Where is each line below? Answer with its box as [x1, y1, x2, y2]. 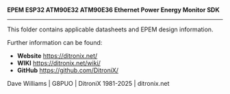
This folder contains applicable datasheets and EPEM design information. [7, 25, 214, 33]
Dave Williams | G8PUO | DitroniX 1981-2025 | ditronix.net [7, 80, 170, 87]
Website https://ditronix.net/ [16, 52, 98, 60]
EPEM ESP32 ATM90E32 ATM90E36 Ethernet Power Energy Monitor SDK [7, 6, 220, 14]
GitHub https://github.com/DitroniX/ [16, 66, 118, 74]
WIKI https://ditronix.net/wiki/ [16, 59, 101, 67]
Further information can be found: [7, 39, 103, 46]
